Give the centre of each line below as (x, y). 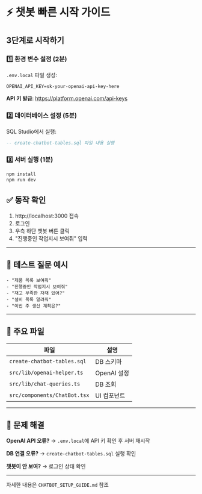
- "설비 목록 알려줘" (29, 299)
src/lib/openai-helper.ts (46, 372)
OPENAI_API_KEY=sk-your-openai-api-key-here (63, 86)
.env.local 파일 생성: (32, 75)
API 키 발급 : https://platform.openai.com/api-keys (67, 98)
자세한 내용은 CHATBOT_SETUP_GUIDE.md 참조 (58, 485)
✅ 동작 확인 (26, 200)
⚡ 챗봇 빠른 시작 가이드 (58, 12)
